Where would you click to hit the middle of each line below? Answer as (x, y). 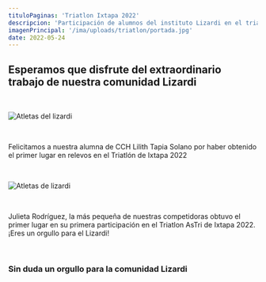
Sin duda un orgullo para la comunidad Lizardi (98, 269)
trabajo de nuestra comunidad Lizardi (103, 82)
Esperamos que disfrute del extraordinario (115, 69)
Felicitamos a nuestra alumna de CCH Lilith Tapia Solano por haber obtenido (133, 147)
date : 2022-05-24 (37, 38)
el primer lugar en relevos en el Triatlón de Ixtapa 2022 (98, 156)
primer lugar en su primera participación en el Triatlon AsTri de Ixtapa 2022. (132, 225)
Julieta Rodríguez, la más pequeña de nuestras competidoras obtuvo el (125, 216)
